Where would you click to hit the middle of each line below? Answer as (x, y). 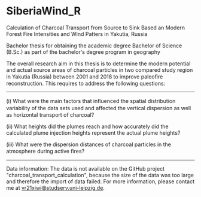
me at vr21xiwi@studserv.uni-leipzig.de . (55, 187)
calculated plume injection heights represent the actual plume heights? (93, 132)
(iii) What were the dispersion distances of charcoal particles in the (89, 144)
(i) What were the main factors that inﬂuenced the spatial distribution (91, 101)
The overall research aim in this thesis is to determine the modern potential (98, 63)
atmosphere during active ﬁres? (45, 151)
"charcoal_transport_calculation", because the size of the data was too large (100, 175)
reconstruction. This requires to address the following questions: (86, 83)
